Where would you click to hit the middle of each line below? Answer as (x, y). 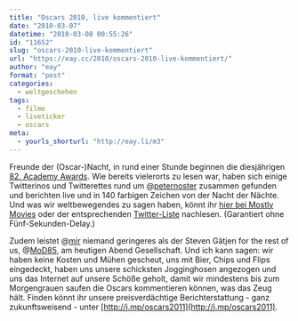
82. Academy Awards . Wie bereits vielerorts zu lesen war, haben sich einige (148, 176)
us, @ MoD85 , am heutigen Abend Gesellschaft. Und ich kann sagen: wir (141, 250)
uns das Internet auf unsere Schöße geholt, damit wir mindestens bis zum (145, 278)
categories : (31, 84)
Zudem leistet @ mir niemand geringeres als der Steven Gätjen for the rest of (149, 240)
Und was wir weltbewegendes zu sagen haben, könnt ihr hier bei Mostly (141, 205)
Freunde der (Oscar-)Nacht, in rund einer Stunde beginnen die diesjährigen (147, 166)
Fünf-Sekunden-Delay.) (52, 223)
